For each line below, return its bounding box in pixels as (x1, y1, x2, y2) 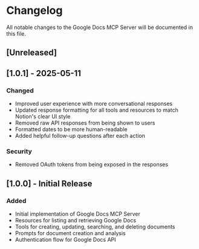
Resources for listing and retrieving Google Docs (15, 217, 137, 224)
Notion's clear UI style (15, 113, 71, 120)
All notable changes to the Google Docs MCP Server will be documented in (6, 24, 194, 31)
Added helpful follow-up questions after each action (15, 132, 145, 140)
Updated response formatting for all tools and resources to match (15, 106, 178, 114)
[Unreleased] (6, 48, 57, 58)
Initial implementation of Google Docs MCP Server (15, 210, 140, 218)
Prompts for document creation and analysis (15, 230, 126, 236)
